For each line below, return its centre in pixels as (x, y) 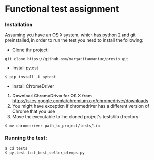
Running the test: (26, 138)
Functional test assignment (62, 9)
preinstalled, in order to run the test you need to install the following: (74, 40)
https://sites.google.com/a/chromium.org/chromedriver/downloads (80, 101)
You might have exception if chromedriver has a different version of (80, 106)
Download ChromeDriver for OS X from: (52, 96)
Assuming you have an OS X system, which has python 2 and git (70, 35)
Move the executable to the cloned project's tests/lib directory (75, 117)
